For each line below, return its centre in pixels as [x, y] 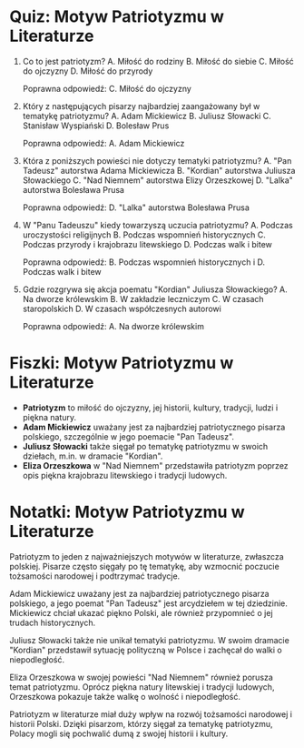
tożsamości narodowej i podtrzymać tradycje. [95, 576]
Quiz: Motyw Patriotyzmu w [117, 17]
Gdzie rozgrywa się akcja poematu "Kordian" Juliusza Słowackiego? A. [155, 289]
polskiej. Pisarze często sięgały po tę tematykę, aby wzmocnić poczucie [144, 566]
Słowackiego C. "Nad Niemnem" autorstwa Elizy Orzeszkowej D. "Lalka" [157, 180]
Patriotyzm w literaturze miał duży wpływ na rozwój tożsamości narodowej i [151, 714]
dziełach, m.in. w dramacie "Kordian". [93, 456]
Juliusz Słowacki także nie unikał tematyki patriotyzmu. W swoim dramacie [150, 640]
